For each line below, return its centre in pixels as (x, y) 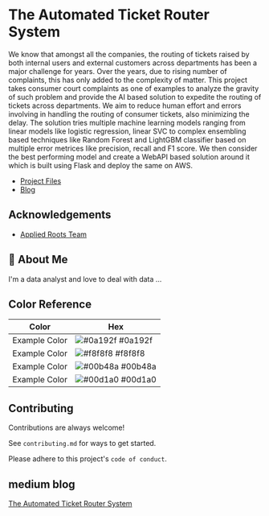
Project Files (41, 181)
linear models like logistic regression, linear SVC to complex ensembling (127, 131)
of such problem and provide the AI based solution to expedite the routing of (135, 97)
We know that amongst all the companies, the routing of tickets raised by (129, 54)
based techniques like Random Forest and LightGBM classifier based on (127, 139)
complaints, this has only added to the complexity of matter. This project (128, 80)
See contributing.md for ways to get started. (82, 444)
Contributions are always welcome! (67, 427)
